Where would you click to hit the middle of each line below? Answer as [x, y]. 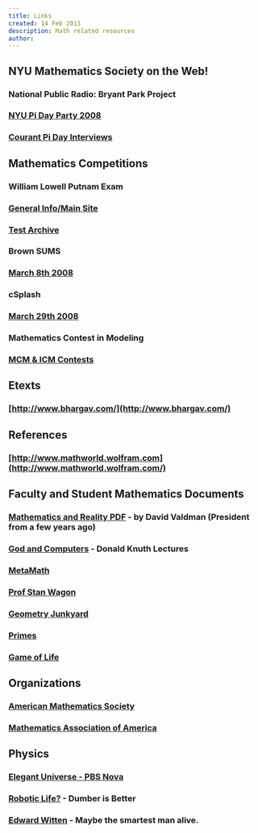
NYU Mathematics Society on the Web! [108, 71]
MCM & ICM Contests [51, 360]
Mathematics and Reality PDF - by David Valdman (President [129, 517]
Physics [29, 754]
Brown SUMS [35, 251]
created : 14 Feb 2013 [45, 23]
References [38, 435]
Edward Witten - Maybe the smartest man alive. [104, 820]
